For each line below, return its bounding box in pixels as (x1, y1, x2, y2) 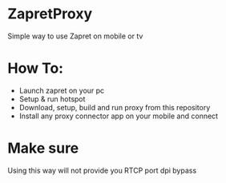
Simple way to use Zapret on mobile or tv (7, 31, 143, 41)
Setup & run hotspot (18, 93, 86, 104)
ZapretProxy (7, 5, 93, 23)
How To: (7, 59, 64, 78)
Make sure (7, 139, 79, 157)
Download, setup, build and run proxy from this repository (18, 102, 211, 112)
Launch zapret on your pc (18, 86, 105, 95)
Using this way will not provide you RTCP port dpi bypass (7, 165, 197, 175)
